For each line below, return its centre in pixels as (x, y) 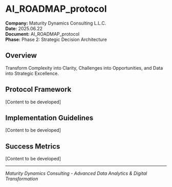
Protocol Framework (38, 89)
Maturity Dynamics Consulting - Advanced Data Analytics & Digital (76, 173)
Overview (21, 56)
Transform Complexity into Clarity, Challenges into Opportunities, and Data (84, 68)
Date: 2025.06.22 (24, 28)
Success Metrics (33, 146)
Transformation (22, 179)
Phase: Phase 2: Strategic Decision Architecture (56, 39)
